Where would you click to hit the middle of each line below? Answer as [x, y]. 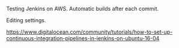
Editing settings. [26, 20]
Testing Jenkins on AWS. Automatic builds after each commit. [83, 9]
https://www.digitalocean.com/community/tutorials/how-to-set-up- [89, 32]
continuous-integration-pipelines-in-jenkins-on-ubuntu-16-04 [83, 38]
